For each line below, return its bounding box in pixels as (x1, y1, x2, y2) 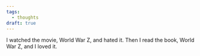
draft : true (6, 20, 36, 26)
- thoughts (11, 14, 39, 20)
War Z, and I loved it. (6, 43, 58, 50)
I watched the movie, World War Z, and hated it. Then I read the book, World (6, 37, 195, 44)
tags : (6, 8, 20, 15)
